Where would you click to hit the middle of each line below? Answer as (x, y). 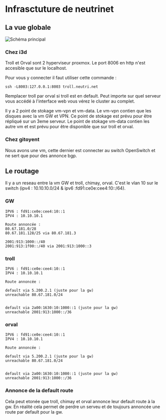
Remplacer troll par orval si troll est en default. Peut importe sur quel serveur (83, 96)
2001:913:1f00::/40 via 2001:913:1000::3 (48, 246)
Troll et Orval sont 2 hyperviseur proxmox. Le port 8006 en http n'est (75, 63)
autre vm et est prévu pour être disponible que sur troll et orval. (70, 127)
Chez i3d (16, 52)
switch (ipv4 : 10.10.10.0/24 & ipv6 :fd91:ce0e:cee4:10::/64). (65, 188)
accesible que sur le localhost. (36, 68)
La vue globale (28, 27)
